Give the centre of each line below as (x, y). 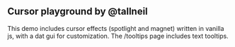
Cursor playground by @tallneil (78, 12)
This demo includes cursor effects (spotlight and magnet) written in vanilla (116, 28)
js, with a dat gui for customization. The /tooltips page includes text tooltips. (118, 36)
